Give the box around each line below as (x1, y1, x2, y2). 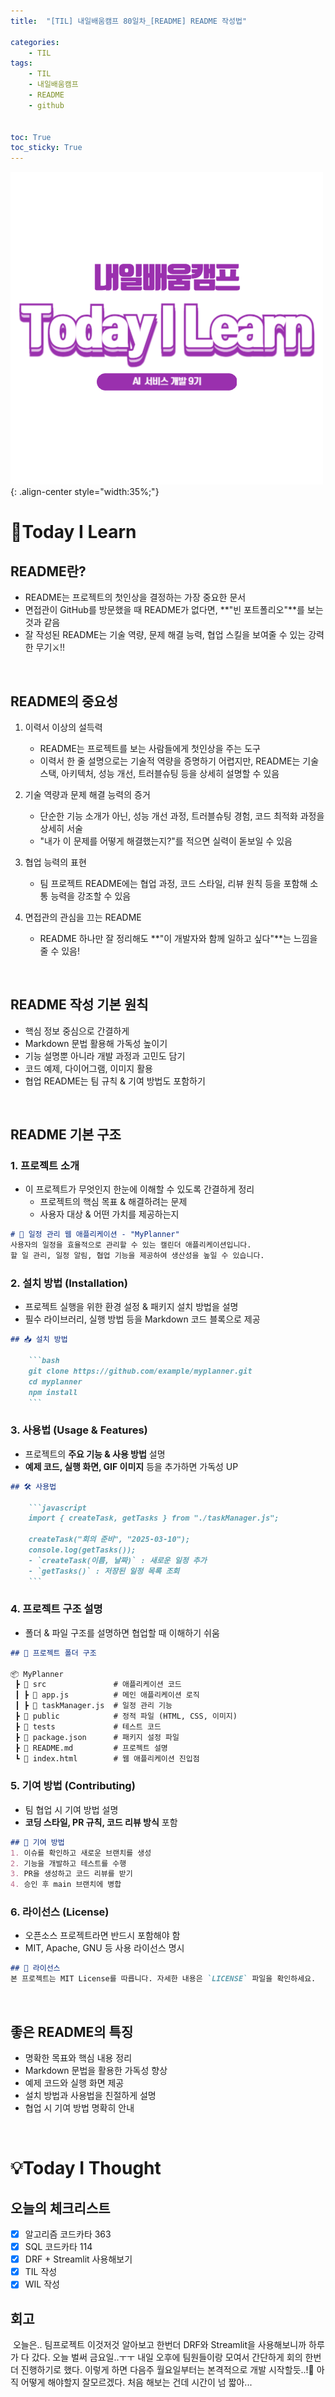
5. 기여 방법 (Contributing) (10, 1779, 136, 1793)
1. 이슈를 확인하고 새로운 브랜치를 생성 (10, 1848, 152, 1858)
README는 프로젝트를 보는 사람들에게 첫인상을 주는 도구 (39, 742, 261, 754)
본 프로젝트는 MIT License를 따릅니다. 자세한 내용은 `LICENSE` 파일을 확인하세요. (10, 1974, 317, 1984)
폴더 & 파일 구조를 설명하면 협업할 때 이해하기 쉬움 (24, 1626, 220, 1639)
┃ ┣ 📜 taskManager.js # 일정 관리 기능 (14, 1701, 173, 1711)
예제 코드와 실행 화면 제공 (24, 2076, 125, 2089)
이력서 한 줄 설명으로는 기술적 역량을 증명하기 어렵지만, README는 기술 (39, 755, 320, 767)
